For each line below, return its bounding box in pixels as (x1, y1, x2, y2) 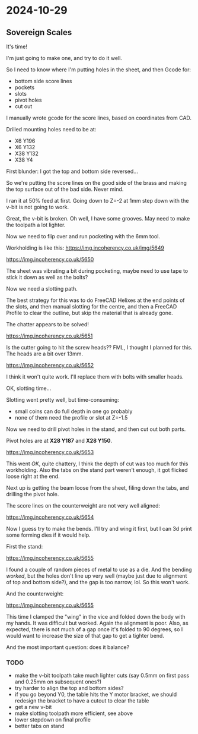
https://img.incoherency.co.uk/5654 (6, 514, 94, 521)
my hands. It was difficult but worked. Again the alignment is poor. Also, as (6, 619, 189, 626)
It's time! (6, 43, 28, 50)
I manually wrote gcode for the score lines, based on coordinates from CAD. (6, 114, 191, 121)
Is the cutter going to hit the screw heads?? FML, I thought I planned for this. (6, 344, 193, 351)
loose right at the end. (6, 473, 60, 480)
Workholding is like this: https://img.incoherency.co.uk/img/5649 (6, 244, 165, 251)
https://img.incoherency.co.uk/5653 (6, 449, 94, 455)
